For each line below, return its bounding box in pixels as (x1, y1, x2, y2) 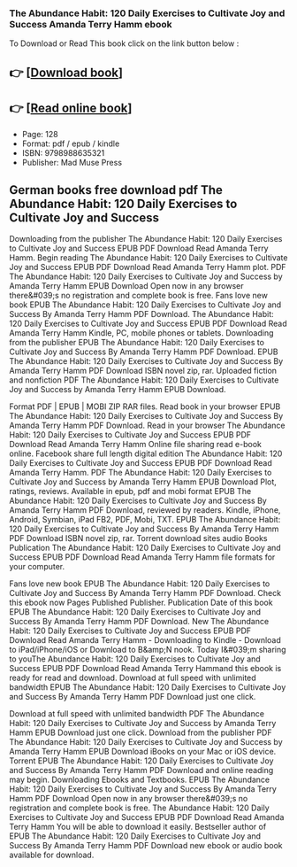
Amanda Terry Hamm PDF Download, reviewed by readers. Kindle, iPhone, (9, 505, 281, 515)
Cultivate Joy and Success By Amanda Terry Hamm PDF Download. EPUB (9, 346, 278, 357)
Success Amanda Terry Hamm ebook (9, 18, 172, 30)
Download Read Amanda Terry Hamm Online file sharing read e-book (9, 439, 263, 450)
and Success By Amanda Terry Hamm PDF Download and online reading (9, 765, 274, 776)
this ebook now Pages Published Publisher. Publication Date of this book (9, 597, 273, 608)
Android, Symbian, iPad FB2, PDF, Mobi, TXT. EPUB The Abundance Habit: (9, 515, 281, 525)
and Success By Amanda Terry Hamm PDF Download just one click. (9, 692, 256, 702)
